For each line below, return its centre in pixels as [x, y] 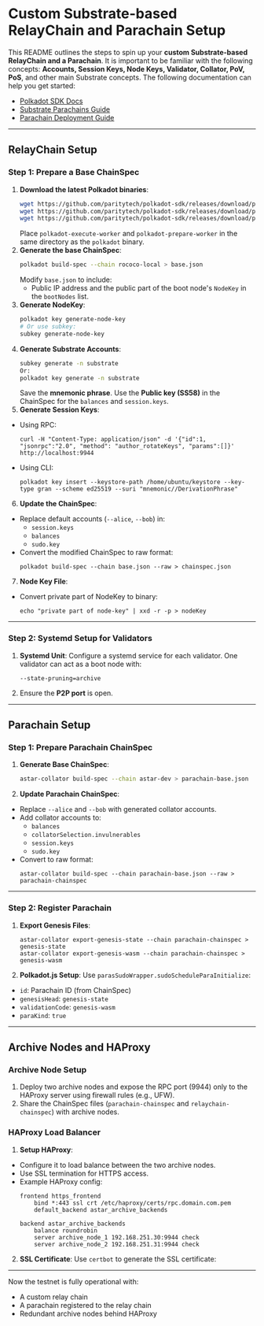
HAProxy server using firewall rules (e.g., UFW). [97, 1095]
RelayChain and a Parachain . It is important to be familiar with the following [130, 61]
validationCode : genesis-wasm [67, 1007]
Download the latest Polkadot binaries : [84, 189]
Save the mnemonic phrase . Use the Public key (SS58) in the [120, 393]
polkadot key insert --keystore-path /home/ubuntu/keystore [120, 482]
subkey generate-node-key [62, 334]
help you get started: [42, 85]
